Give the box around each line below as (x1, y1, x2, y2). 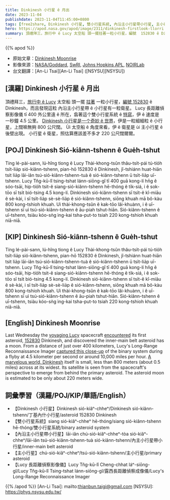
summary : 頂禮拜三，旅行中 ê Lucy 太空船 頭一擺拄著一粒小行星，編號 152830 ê (5, 31, 159, 36)
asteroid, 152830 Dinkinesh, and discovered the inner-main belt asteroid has (5, 337, 164, 343)
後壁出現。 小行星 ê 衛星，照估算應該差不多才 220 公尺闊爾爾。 (5, 130, 138, 136)
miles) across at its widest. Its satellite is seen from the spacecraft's (5, 364, 147, 370)
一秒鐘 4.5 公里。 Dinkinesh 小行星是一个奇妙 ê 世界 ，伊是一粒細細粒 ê (5, 118, 153, 124)
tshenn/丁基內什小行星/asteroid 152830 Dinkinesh (12, 412, 117, 418)
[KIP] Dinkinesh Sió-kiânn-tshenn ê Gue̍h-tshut (5, 233, 158, 241)
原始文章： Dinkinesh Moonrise (12, 55, 77, 61)
